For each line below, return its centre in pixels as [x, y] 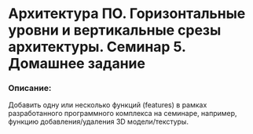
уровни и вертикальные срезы [115, 30]
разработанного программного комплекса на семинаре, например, [123, 114]
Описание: [30, 89]
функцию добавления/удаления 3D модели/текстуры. [98, 121]
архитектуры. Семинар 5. [97, 47]
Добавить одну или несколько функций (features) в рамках [108, 105]
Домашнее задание [77, 64]
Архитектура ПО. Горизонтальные [127, 14]
